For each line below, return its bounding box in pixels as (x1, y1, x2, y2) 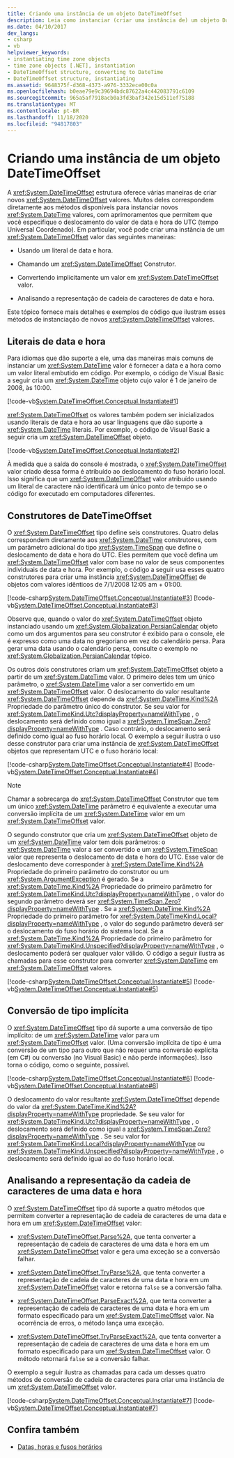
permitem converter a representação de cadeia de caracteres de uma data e (7, 1211, 227, 1219)
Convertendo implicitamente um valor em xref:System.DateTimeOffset (17, 273, 219, 282)
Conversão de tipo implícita (7, 1005, 129, 1017)
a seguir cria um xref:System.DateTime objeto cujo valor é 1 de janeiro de (7, 376, 217, 384)
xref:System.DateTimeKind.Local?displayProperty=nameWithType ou (7, 1139, 205, 1148)
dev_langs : (7, 29, 39, 37)
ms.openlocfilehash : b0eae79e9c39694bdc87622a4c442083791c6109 (7, 88, 195, 95)
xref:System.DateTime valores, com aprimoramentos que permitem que (7, 211, 212, 219)
